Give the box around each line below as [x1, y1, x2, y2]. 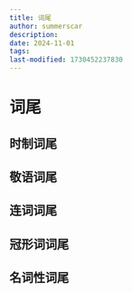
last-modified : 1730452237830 [9, 55, 124, 64]
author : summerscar [9, 22, 83, 31]
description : [9, 30, 59, 39]
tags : [9, 47, 30, 56]
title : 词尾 [9, 13, 52, 23]
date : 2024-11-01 [9, 38, 75, 48]
